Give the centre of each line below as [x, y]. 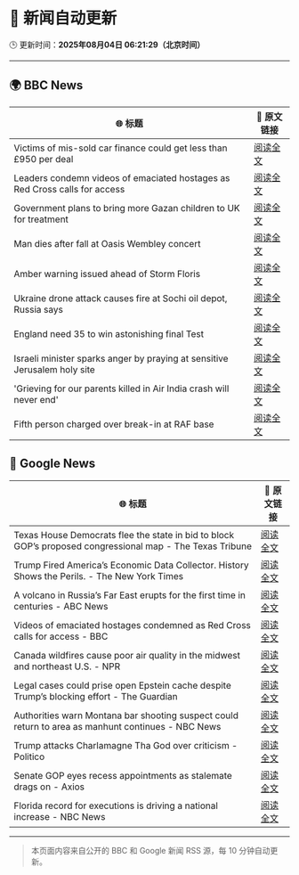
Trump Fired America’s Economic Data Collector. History [131, 565]
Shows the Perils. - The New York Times [99, 576]
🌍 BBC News [46, 86]
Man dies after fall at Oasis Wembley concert [107, 243]
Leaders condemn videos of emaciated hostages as [122, 177]
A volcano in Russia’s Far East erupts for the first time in [130, 595]
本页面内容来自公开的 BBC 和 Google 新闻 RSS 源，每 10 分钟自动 [150, 850]
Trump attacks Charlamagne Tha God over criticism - [126, 745]
